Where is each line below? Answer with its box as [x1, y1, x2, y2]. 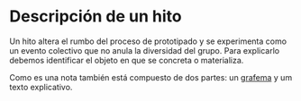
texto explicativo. [9, 81, 73, 92]
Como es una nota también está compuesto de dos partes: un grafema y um [9, 72, 293, 82]
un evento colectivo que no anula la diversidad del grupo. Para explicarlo [9, 45, 280, 55]
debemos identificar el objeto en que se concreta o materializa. [9, 55, 244, 65]
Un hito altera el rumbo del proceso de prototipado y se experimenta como [9, 36, 287, 46]
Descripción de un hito [9, 6, 182, 27]
